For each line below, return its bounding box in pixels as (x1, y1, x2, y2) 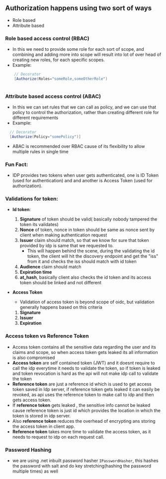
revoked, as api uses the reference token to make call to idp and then (12, 391, 154, 397)
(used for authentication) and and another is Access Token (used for (12, 178, 153, 184)
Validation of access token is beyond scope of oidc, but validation (19, 299, 155, 305)
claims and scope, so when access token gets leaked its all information (12, 349, 158, 355)
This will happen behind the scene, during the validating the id (27, 248, 155, 254)
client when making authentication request (19, 232, 107, 238)
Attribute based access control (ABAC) (5, 93, 101, 100)
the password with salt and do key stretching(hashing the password (12, 463, 152, 469)
